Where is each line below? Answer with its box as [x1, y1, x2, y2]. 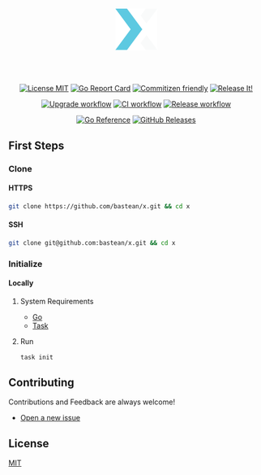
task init [19, 353, 54, 361]
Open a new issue [19, 413, 81, 423]
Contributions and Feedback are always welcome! [8, 397, 176, 407]
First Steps [8, 138, 65, 152]
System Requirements [19, 296, 94, 306]
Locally [8, 278, 34, 288]
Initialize [8, 258, 43, 269]
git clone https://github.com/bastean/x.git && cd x [8, 202, 190, 211]
